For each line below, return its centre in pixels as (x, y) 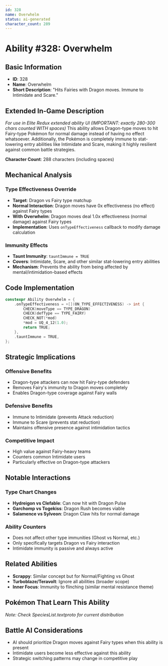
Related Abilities (31, 564)
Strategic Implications (40, 357)
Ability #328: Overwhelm (59, 49)
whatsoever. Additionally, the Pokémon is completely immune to (71, 139)
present (20, 648)
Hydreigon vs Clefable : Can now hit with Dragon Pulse (69, 503)
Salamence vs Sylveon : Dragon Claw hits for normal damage (76, 514)
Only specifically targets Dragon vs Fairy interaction (66, 543)
